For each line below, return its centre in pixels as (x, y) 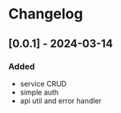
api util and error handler (60, 100)
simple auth (39, 92)
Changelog (46, 14)
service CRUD (43, 83)
